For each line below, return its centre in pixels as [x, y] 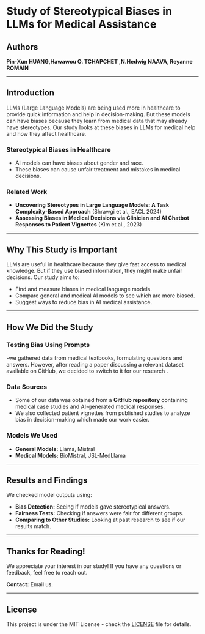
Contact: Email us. [30, 584]
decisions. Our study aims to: [43, 277]
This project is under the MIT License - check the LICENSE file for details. [99, 624]
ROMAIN [18, 68]
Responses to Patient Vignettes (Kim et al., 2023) [78, 225]
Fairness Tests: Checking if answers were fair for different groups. [99, 513]
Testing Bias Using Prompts [48, 345]
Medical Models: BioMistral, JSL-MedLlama [70, 455]
